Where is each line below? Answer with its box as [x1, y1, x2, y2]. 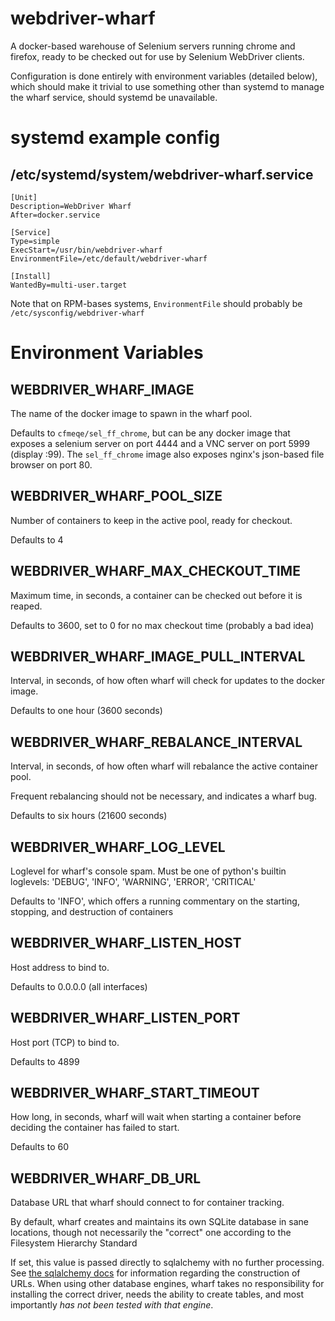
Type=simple [10, 236, 60, 246]
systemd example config [10, 127, 221, 149]
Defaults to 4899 [10, 1055, 80, 1067]
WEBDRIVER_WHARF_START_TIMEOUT [10, 1085, 260, 1102]
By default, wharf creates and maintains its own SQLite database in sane [10, 1216, 310, 1228]
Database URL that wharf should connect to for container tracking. [10, 1197, 285, 1209]
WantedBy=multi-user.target [10, 280, 128, 290]
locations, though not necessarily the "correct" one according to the [10, 1227, 292, 1239]
